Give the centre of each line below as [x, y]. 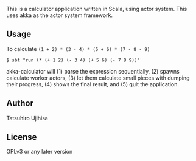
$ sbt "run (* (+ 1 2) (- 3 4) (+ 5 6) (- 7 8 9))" [73, 60]
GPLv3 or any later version [40, 152]
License [22, 137]
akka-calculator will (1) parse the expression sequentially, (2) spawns [93, 71]
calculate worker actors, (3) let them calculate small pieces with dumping [98, 78]
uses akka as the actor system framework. [59, 15]
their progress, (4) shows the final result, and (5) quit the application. [93, 84]
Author [20, 104]
